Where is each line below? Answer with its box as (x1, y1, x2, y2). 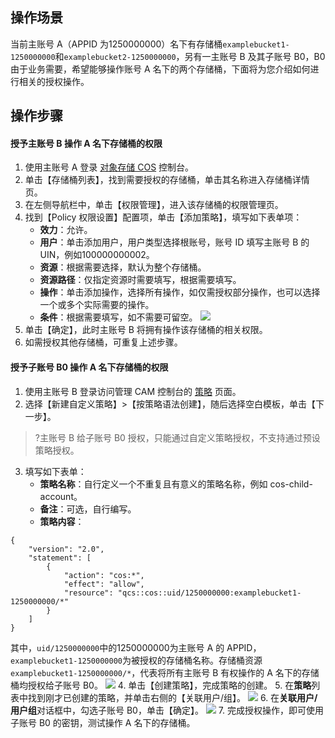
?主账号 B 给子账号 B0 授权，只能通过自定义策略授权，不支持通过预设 (34, 431, 321, 443)
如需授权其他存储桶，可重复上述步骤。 (24, 336, 183, 348)
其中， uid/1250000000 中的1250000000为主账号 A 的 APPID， (10, 641, 262, 653)
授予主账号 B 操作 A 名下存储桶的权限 (10, 137, 163, 149)
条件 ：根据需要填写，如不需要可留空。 (39, 311, 198, 323)
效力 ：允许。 (39, 224, 93, 236)
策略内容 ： (39, 515, 85, 527)
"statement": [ (28, 553, 92, 563)
